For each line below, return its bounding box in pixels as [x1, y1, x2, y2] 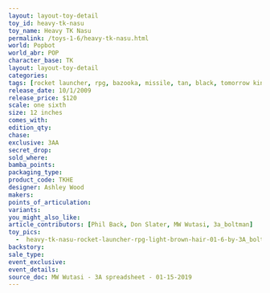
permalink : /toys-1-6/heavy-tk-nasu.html [8, 34, 149, 43]
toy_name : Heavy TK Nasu [8, 26, 92, 35]
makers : [8, 190, 35, 199]
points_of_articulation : [8, 198, 92, 206]
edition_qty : [8, 124, 52, 132]
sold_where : [8, 153, 48, 161]
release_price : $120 [8, 94, 78, 102]
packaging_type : [8, 169, 63, 177]
